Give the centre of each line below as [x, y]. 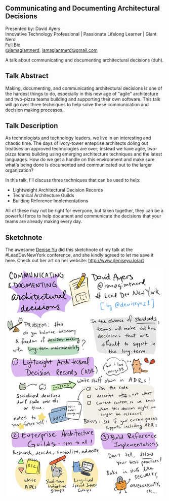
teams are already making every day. [44, 222]
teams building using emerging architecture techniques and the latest [90, 154]
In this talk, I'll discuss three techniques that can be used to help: [73, 180]
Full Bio [13, 45]
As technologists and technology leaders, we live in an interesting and [78, 138]
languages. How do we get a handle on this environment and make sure [80, 160]
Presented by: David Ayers [33, 28]
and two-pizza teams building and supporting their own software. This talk [83, 99]
